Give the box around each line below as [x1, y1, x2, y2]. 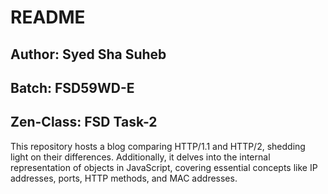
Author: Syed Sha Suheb [10, 46, 167, 63]
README [10, 6, 86, 29]
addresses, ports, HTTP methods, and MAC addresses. [10, 172, 238, 184]
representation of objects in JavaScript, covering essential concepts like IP [10, 161, 318, 173]
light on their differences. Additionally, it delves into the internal [10, 151, 271, 163]
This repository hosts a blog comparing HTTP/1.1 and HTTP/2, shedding [10, 140, 306, 152]
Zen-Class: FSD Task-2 [10, 114, 158, 131]
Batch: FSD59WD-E [10, 79, 135, 96]
